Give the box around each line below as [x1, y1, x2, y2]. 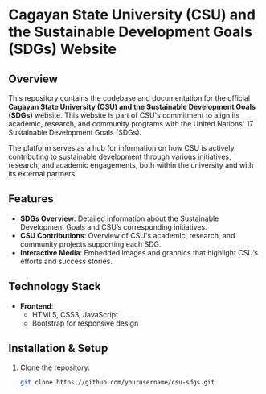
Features [8, 192, 54, 206]
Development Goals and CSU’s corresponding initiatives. [19, 222, 207, 231]
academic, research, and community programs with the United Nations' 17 [8, 119, 254, 128]
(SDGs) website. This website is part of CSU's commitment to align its [8, 110, 240, 120]
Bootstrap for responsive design [31, 318, 139, 328]
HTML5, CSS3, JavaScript [31, 309, 119, 319]
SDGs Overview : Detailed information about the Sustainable [19, 214, 219, 223]
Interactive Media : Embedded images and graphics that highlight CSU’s [19, 247, 259, 257]
